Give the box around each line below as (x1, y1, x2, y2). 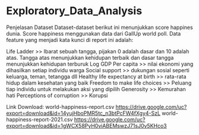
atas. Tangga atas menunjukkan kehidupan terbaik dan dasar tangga (6, 54, 174, 61)
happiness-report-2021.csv (6, 115, 73, 123)
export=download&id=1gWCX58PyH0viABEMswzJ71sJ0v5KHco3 (6, 122, 168, 129)
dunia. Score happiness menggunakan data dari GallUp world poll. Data (6, 30, 181, 37)
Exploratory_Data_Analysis (6, 4, 143, 18)
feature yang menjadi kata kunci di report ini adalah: (6, 36, 134, 43)
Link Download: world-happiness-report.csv (6, 103, 115, 110)
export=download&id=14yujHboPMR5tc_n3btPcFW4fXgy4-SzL (6, 110, 161, 117)
